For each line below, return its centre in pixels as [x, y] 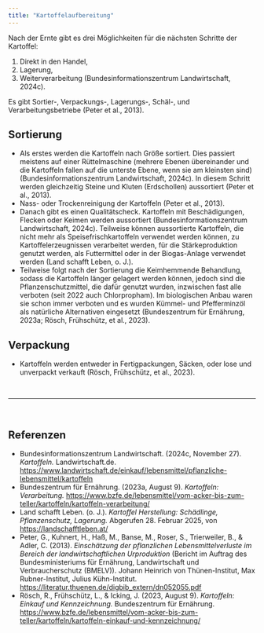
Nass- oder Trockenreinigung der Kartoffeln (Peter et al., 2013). [122, 203]
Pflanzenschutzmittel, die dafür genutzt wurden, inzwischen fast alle [130, 287]
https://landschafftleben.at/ [64, 529]
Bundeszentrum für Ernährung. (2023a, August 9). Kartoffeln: [119, 487]
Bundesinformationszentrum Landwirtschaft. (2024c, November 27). [130, 454]
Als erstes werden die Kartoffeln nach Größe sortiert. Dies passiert [127, 153]
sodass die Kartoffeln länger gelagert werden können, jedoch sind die [132, 279]
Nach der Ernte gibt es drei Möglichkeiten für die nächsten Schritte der [123, 38]
